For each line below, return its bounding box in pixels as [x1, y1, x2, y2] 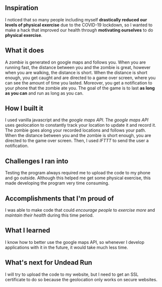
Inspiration [5, 4, 39, 12]
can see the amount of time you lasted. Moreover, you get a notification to [5, 80, 152, 85]
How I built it [5, 104, 44, 113]
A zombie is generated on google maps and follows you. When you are [5, 59, 146, 65]
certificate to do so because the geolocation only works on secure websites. [5, 276, 158, 282]
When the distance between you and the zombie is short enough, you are [5, 133, 151, 138]
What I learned [5, 226, 50, 235]
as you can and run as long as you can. [5, 90, 84, 96]
